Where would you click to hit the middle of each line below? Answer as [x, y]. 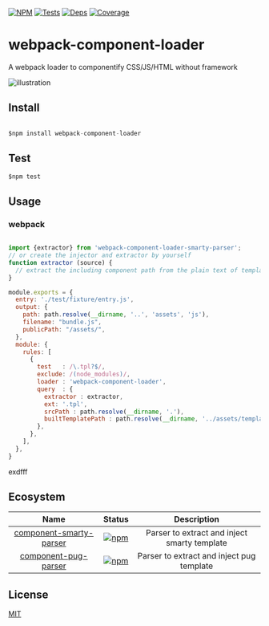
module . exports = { [41, 292]
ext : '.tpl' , [66, 404]
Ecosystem [37, 497]
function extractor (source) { [60, 262]
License [28, 594]
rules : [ [37, 352]
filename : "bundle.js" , [62, 322]
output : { [32, 307]
